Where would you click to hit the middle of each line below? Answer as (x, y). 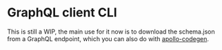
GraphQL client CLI (62, 13)
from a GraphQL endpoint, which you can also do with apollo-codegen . (108, 38)
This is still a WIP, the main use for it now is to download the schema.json (111, 32)
